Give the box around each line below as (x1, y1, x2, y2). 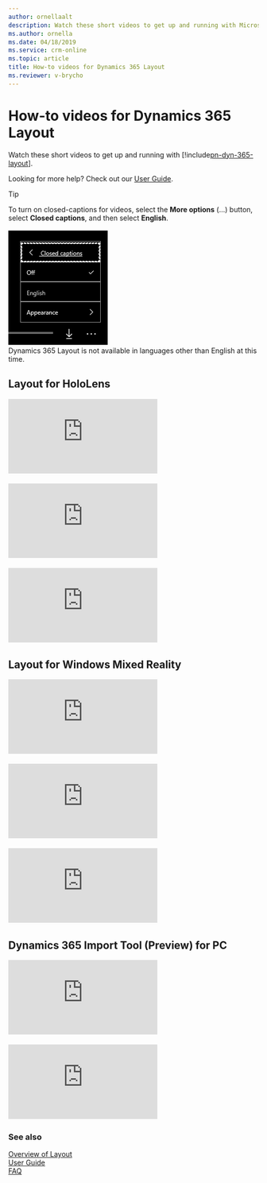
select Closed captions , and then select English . (8, 213, 168, 223)
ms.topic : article (8, 55, 69, 63)
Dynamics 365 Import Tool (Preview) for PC (8, 938, 228, 952)
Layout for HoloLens (8, 378, 111, 391)
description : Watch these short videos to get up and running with (8, 21, 237, 29)
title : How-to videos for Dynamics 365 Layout (8, 64, 165, 72)
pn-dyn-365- (210, 149, 253, 159)
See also (8, 1131, 42, 1142)
